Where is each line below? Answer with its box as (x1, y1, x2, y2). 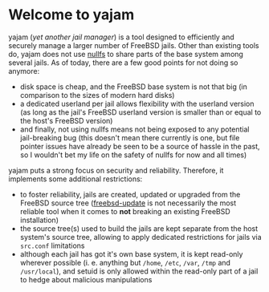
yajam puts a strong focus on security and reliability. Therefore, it (8, 165, 224, 175)
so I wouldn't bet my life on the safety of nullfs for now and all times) (19, 150, 247, 160)
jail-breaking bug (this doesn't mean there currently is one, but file (19, 132, 240, 142)
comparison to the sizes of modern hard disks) (19, 90, 175, 99)
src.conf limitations (19, 241, 85, 250)
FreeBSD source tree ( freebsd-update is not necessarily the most (19, 198, 237, 208)
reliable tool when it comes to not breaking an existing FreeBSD (19, 206, 230, 216)
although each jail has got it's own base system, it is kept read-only (19, 249, 243, 258)
